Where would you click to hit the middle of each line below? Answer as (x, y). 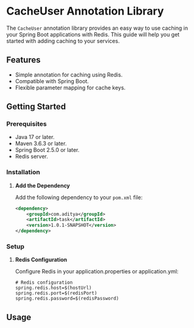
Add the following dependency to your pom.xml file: (79, 197)
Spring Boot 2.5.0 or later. (47, 150)
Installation (23, 173)
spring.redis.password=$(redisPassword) (67, 299)
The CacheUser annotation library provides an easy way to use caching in (97, 28)
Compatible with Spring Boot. (52, 81)
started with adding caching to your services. (63, 41)
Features (23, 60)
